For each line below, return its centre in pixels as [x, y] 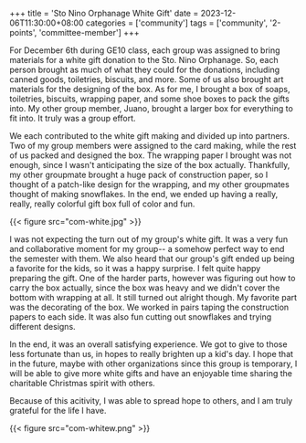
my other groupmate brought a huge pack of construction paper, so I [139, 174]
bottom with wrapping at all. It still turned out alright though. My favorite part [153, 297]
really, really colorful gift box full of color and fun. [102, 204]
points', [23, 32]
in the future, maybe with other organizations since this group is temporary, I [153, 364]
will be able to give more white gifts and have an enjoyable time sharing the [151, 373]
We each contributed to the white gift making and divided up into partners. [150, 136]
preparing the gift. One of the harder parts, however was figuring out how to [153, 278]
